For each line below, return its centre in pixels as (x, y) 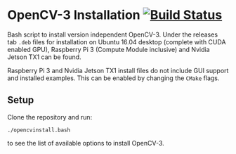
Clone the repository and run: (50, 117)
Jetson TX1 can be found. (45, 57)
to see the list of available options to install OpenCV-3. (86, 143)
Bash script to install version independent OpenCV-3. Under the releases (113, 34)
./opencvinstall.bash (39, 130)
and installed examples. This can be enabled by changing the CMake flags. (113, 78)
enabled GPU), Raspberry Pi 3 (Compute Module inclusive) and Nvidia (109, 49)
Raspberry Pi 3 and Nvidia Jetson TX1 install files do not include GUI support (118, 70)
